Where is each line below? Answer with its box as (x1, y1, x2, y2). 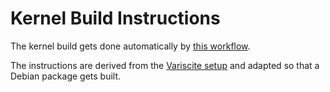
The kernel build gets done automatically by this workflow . (10, 40, 251, 52)
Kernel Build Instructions (10, 7, 221, 30)
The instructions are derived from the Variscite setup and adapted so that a (10, 59, 320, 71)
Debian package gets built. (10, 70, 122, 82)
